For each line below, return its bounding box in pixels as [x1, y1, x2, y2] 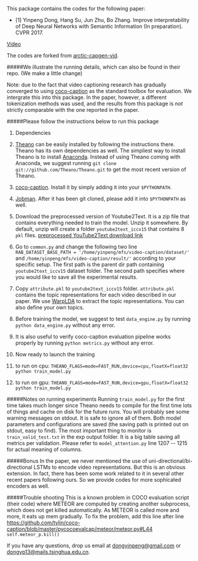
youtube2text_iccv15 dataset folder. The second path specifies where [15, 267, 185, 274]
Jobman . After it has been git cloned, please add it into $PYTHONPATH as [15, 195, 186, 202]
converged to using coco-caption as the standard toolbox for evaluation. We [6, 88, 192, 94]
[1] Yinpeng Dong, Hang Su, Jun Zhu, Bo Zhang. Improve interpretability [15, 17, 190, 23]
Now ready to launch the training [15, 351, 95, 357]
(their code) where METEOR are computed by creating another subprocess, [6, 500, 190, 507]
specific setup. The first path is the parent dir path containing [15, 261, 164, 268]
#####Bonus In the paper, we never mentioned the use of [6, 457, 148, 464]
